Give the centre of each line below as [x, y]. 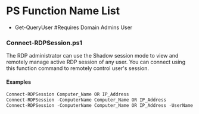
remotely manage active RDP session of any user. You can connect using [96, 62]
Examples [19, 82]
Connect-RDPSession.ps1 [44, 43]
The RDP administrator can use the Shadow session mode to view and [92, 56]
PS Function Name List [63, 11]
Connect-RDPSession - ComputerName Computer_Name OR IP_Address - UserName [100, 106]
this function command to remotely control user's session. [77, 68]
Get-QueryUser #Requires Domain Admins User [74, 27]
